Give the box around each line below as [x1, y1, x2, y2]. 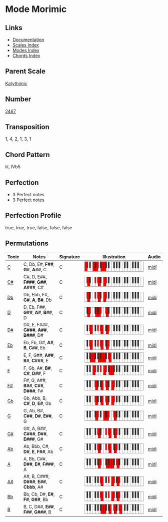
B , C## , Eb [23, 345, 46, 351]
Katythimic [5, 80, 27, 86]
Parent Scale [5, 67, 46, 76]
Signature [59, 254, 80, 260]
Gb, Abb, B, [23, 395, 47, 401]
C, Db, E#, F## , [23, 261, 55, 267]
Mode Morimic [5, 4, 67, 15]
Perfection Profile [5, 211, 61, 220]
